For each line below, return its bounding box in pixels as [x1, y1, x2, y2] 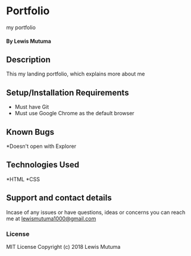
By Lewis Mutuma [6, 37, 52, 45]
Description [6, 55, 51, 65]
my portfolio [6, 24, 36, 31]
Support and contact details [6, 193, 112, 203]
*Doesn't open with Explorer [6, 143, 76, 150]
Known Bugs [6, 127, 55, 137]
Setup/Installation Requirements [6, 87, 129, 97]
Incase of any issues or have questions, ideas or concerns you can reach [6, 208, 186, 216]
